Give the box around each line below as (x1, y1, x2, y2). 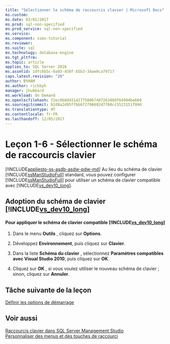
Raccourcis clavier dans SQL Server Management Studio (5, 327, 124, 334)
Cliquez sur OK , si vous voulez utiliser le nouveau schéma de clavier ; (12, 266, 160, 272)
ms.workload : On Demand (5, 93, 56, 98)
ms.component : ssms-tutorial (5, 36, 67, 41)
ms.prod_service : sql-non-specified (5, 27, 83, 32)
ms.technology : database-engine (5, 50, 74, 55)
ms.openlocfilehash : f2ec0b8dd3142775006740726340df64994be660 (5, 97, 142, 102)
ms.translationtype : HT (5, 107, 56, 112)
